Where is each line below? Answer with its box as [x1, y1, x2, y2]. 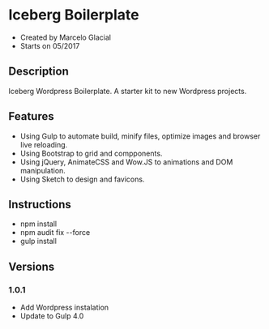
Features [8, 109, 54, 123]
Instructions [8, 197, 71, 211]
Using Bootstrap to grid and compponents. [19, 148, 163, 158]
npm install [19, 219, 58, 229]
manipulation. [19, 165, 66, 175]
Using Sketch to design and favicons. [19, 174, 145, 184]
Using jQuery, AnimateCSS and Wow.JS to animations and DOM [19, 156, 233, 167]
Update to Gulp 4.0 [19, 311, 84, 321]
